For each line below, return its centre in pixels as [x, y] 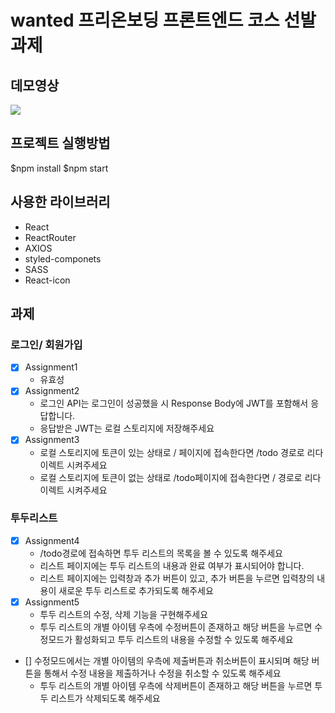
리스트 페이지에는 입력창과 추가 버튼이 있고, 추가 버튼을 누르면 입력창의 [177, 578]
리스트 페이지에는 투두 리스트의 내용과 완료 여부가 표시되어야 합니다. [172, 565]
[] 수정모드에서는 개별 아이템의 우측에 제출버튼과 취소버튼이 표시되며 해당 [167, 660]
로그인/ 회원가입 [46, 344]
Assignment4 [52, 540]
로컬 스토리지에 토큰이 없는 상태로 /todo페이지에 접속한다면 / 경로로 [171, 477]
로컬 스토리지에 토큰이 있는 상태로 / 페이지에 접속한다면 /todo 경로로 [172, 452]
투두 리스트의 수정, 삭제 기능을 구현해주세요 [124, 614]
